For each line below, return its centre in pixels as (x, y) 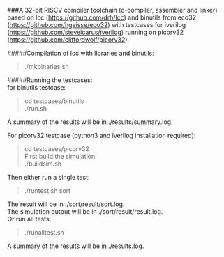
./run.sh (36, 108)
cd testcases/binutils (54, 101)
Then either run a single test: (48, 177)
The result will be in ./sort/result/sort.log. (66, 204)
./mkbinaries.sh (46, 67)
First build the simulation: (60, 156)
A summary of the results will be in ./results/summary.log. (90, 122)
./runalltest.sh (44, 232)
